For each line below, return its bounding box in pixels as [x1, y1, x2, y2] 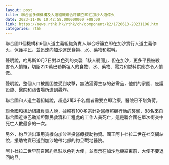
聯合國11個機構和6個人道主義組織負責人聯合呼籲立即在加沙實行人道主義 [5, 41, 153, 47]
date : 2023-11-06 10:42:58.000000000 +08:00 [5, 17, 100, 22]
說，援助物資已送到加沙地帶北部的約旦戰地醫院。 [5, 137, 107, 143]
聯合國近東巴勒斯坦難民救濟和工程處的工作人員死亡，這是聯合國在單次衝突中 [5, 114, 164, 120]
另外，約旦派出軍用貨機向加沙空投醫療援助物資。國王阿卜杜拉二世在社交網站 [5, 131, 164, 137]
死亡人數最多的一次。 [5, 121, 49, 127]
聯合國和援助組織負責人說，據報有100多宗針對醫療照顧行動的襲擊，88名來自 [5, 108, 163, 114]
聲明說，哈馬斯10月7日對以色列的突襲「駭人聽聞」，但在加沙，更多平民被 [5, 57, 156, 63]
